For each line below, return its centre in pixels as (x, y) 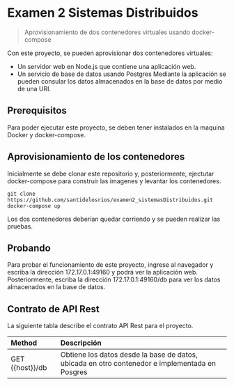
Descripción (81, 343)
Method (24, 343)
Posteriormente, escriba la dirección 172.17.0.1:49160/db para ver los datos (114, 279)
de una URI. (34, 88)
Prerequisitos (37, 110)
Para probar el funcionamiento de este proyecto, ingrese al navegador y (110, 265)
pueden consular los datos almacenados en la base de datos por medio (120, 81)
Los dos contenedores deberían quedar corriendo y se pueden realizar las (114, 219)
